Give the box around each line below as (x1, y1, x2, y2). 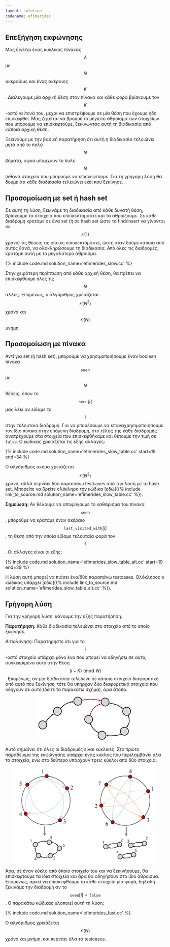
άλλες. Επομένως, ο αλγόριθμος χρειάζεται (5, 292, 99, 298)
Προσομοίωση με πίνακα (5, 340, 86, 348)
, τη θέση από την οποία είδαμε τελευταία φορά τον (5, 533, 116, 539)
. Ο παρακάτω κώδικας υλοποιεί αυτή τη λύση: (5, 900, 105, 906)
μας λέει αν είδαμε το (5, 406, 52, 412)
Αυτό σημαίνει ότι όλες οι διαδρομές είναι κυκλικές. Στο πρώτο (5, 746, 140, 752)
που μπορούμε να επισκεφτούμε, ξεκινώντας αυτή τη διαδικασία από (5, 121, 151, 127)
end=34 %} (5, 454, 29, 460)
